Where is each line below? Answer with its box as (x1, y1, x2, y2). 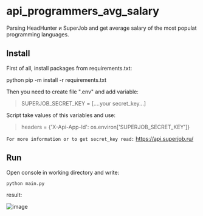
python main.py (6, 180, 45, 186)
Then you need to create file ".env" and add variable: (6, 88, 139, 95)
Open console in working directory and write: (6, 169, 120, 176)
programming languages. (6, 30, 69, 38)
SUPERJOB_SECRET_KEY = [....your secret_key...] (21, 100, 146, 107)
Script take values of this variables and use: (6, 111, 116, 119)
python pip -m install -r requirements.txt (6, 76, 107, 83)
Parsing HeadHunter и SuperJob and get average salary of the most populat (6, 24, 197, 32)
